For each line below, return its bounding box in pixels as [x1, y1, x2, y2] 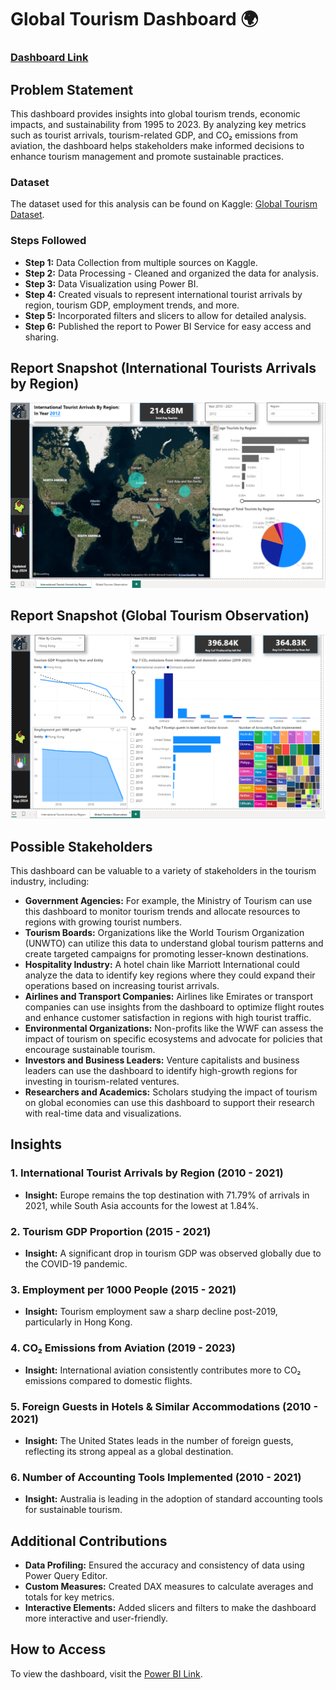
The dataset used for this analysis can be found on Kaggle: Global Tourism [10, 198, 318, 210]
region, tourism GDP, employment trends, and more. [24, 299, 240, 311]
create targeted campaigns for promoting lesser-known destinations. [24, 948, 309, 960]
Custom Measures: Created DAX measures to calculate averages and [24, 1581, 314, 1593]
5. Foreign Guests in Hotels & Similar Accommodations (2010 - [10, 1399, 319, 1413]
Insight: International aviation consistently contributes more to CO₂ [24, 1364, 302, 1376]
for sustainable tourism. [24, 1504, 123, 1516]
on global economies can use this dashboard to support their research [24, 1097, 315, 1109]
